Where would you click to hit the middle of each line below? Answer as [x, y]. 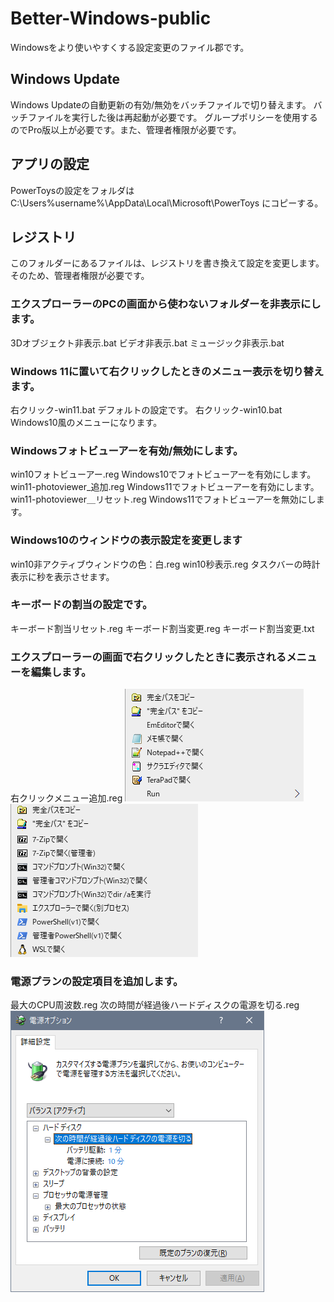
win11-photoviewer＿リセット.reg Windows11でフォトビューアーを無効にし [163, 499]
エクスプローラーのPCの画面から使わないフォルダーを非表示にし [166, 304]
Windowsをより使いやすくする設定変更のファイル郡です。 [130, 47]
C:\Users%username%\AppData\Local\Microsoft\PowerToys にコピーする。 [167, 203]
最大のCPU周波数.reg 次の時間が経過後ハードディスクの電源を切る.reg [155, 1005]
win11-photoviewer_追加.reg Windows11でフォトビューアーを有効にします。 [165, 487]
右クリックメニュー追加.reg [66, 798]
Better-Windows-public [111, 18]
